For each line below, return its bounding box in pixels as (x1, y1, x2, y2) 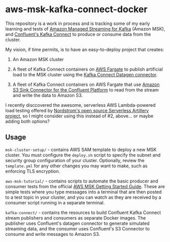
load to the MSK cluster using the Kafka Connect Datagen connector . (12, 71, 158, 77)
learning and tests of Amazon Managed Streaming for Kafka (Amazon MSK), (5, 25, 165, 32)
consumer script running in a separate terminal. (5, 199, 105, 205)
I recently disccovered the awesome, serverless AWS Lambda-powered (5, 102, 156, 108)
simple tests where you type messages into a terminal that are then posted (5, 189, 162, 195)
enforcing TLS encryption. (5, 168, 60, 174)
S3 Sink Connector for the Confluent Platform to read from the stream (12, 86, 159, 93)
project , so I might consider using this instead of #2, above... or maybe (5, 113, 154, 119)
